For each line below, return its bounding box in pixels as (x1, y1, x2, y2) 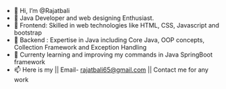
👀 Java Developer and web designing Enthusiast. (13, 14, 154, 22)
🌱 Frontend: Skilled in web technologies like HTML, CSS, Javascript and (13, 21, 220, 29)
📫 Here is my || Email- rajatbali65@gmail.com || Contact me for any (13, 66, 209, 74)
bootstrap (13, 28, 42, 37)
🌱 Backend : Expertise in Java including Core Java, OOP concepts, (13, 36, 205, 44)
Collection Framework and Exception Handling (13, 43, 147, 51)
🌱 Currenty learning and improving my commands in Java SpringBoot (13, 50, 213, 59)
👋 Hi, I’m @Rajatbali (13, 7, 70, 14)
